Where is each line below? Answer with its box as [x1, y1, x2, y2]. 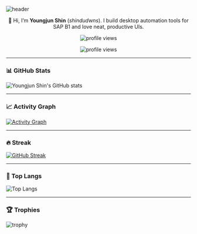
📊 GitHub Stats [6, 66, 51, 75]
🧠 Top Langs [6, 172, 42, 180]
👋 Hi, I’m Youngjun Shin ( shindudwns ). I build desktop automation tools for [8, 17, 189, 24]
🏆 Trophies [6, 206, 40, 214]
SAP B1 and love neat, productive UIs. [53, 24, 144, 30]
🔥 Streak [6, 138, 31, 146]
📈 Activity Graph [6, 103, 56, 111]
